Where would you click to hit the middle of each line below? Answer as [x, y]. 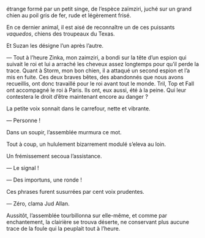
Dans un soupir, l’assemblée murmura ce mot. [64, 132]
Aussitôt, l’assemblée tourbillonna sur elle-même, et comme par [87, 215]
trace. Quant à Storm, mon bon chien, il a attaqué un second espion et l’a [98, 71]
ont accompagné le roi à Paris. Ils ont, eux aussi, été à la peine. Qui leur [96, 90]
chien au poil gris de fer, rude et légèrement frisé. [69, 15]
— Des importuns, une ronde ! [44, 180]
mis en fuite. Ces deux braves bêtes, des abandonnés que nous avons [95, 77]
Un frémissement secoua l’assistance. [54, 156]
